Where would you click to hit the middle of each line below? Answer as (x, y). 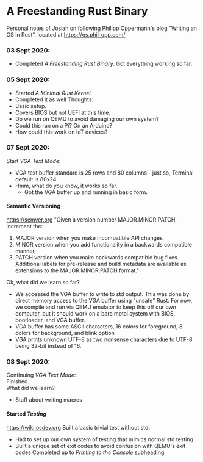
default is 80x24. (36, 179)
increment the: (25, 226)
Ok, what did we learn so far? (43, 283)
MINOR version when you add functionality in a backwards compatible (103, 245)
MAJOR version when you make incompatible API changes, (90, 238)
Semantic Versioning (34, 206)
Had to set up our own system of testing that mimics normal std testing (104, 439)
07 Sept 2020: (28, 148)
